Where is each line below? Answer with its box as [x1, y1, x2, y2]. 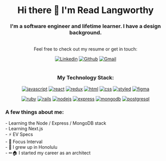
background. [69, 29, 102, 36]
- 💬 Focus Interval [5, 139, 43, 145]
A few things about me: [5, 108, 64, 116]
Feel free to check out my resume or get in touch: [34, 46, 137, 52]
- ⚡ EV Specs [5, 131, 33, 137]
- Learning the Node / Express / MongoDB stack [5, 120, 106, 126]
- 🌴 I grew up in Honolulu [5, 144, 58, 150]
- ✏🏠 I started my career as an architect [5, 150, 91, 156]
